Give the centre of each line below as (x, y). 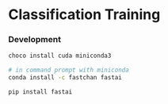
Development (35, 40)
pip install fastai (40, 92)
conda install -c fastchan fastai (65, 78)
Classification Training (84, 15)
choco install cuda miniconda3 (60, 56)
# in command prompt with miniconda (69, 70)
